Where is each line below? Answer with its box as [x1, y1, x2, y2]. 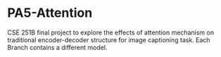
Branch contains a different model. [7, 43, 108, 51]
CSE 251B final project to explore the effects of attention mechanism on [7, 28, 215, 37]
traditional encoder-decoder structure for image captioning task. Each [7, 35, 210, 44]
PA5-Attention [7, 5, 93, 21]
